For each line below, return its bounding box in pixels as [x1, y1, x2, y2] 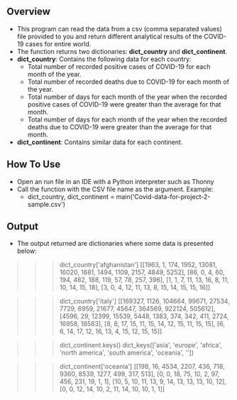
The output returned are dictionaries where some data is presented [16, 239, 214, 248]
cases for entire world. [25, 39, 92, 48]
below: [16, 247, 37, 255]
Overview [6, 6, 51, 18]
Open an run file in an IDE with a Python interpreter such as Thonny [16, 177, 214, 185]
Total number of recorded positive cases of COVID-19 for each [27, 62, 211, 70]
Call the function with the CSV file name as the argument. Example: [16, 185, 214, 193]
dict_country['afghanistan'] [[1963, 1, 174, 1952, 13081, [59, 261, 218, 269]
